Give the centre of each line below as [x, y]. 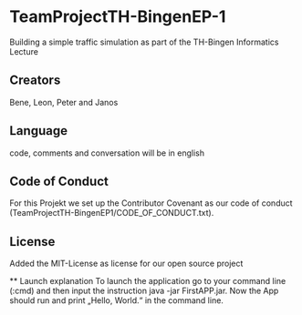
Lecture [24, 51]
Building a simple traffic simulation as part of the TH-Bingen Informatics [144, 42]
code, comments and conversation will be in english [107, 153]
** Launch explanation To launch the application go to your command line [148, 281]
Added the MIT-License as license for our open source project [126, 264]
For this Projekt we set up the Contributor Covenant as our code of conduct [151, 203]
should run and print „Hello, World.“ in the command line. [116, 300]
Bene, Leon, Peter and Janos [64, 102]
